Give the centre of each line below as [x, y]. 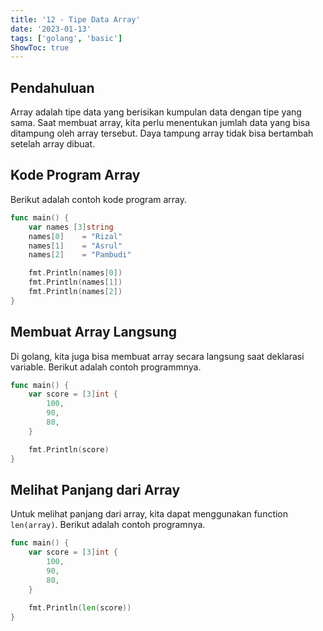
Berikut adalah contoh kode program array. [99, 199]
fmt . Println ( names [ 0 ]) [75, 273]
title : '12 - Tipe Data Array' [75, 19]
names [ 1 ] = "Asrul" [75, 246]
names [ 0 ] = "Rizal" [75, 236]
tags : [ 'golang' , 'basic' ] [66, 38]
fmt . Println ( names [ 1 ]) [75, 282]
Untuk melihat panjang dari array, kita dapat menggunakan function [149, 514]
